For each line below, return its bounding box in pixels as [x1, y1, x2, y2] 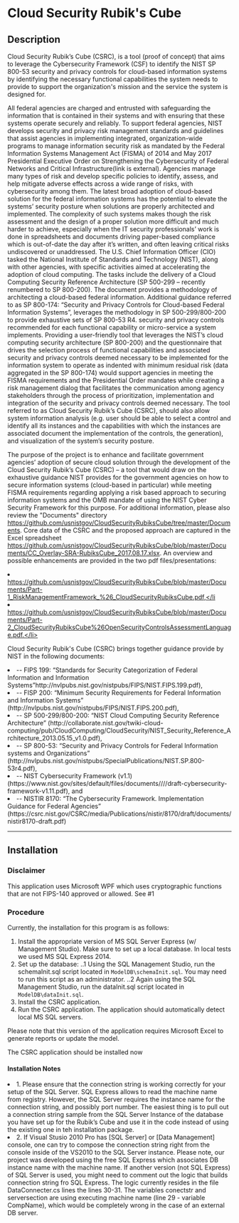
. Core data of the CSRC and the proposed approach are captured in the [20, 526, 231, 535]
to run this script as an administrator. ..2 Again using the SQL [17, 975, 196, 983]
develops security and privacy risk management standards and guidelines [7, 127, 224, 135]
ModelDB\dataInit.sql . [17, 990, 84, 998]
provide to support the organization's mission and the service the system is [7, 83, 228, 90]
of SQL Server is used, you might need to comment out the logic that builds [7, 1171, 228, 1180]
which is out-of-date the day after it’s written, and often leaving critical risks [7, 240, 230, 248]
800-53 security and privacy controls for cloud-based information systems [7, 68, 228, 75]
